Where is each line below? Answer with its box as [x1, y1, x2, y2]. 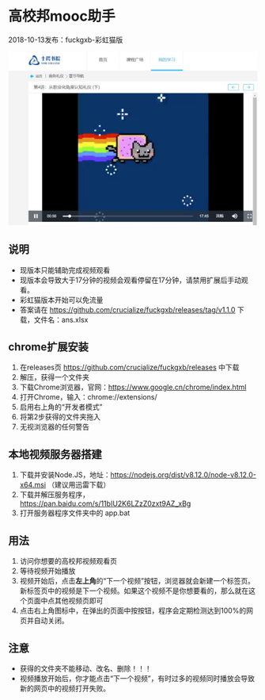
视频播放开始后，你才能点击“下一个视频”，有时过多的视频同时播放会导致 [19, 673, 256, 683]
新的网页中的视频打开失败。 [19, 683, 111, 693]
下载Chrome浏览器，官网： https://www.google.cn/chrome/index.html [19, 382, 247, 392]
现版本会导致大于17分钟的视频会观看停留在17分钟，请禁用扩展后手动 [19, 275, 242, 285]
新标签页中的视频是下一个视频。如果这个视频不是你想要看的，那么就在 [19, 586, 249, 595]
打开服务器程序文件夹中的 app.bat [19, 508, 131, 518]
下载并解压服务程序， [19, 490, 89, 499]
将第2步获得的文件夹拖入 [19, 412, 101, 422]
